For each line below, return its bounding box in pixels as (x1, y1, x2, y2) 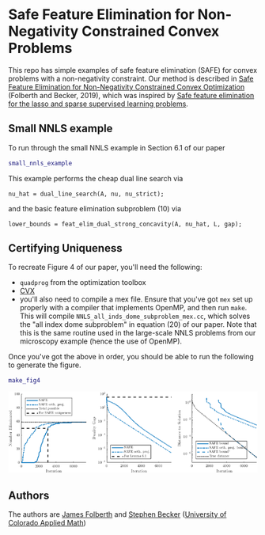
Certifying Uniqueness (8, 241, 123, 255)
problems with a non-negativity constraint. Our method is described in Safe (8, 74, 254, 83)
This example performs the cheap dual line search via (8, 173, 184, 183)
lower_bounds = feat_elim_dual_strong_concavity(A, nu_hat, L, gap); (8, 220, 243, 228)
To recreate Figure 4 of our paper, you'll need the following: (8, 263, 203, 272)
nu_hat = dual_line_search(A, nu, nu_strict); (8, 190, 165, 198)
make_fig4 (8, 377, 41, 385)
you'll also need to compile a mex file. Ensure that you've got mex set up (19, 294, 253, 304)
